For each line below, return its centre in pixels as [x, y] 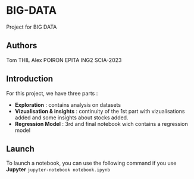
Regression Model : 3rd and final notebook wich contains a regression [101, 124]
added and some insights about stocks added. [71, 118]
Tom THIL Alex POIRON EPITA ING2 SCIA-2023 [64, 60]
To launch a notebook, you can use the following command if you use [91, 163]
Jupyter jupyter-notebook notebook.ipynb [58, 169]
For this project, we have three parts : [52, 93]
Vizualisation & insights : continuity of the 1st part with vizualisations [100, 111]
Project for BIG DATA [32, 27]
